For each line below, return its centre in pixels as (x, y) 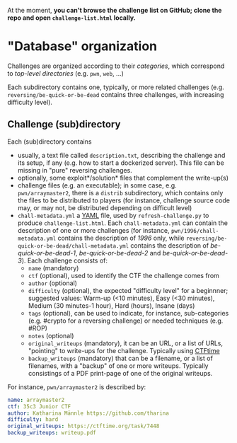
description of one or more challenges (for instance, (93, 230)
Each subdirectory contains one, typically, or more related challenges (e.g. (116, 87)
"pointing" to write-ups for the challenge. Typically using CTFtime (124, 350)
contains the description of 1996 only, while (121, 238)
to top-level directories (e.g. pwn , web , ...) (65, 73)
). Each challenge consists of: (65, 260)
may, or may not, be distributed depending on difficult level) (105, 207)
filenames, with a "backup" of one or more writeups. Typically (118, 366)
